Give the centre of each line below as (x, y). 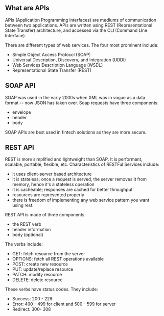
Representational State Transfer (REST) (52, 70)
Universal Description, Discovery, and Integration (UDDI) (69, 60)
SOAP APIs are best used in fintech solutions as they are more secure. (76, 132)
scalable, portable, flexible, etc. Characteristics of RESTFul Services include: (82, 164)
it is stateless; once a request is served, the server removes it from (79, 179)
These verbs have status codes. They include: (52, 290)
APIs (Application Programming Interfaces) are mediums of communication (81, 20)
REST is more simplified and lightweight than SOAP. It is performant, (74, 159)
